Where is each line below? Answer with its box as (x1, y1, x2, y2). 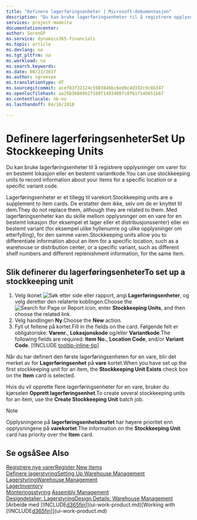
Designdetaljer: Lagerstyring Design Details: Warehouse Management (6, 495, 173, 502)
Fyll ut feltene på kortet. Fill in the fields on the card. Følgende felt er (14, 323, 179, 330)
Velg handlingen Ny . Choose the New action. (14, 317, 122, 324)
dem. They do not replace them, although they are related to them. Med (6, 206, 178, 213)
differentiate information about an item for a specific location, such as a (6, 237, 179, 244)
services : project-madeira (6, 19, 72, 25)
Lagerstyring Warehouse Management (6, 477, 98, 484)
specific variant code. (6, 183, 59, 190)
